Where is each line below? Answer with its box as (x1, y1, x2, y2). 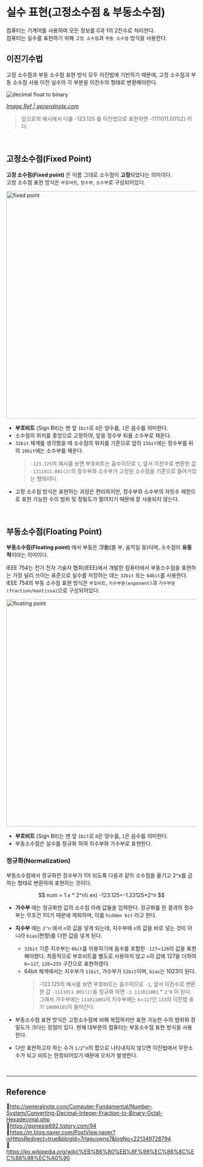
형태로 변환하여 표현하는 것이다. (17, 879, 92, 886)
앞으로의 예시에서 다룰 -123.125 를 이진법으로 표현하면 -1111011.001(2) (21, 115, 186, 122)
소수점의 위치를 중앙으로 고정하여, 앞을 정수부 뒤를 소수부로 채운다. (14, 432, 172, 439)
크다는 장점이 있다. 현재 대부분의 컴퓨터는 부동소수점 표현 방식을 (31, 1023, 181, 1031)
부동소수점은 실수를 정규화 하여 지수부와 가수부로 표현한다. (14, 840, 153, 848)
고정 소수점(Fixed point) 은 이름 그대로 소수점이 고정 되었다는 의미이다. (6, 171, 172, 178)
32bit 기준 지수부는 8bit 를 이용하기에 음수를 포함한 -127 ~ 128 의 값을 (24, 945, 185, 952)
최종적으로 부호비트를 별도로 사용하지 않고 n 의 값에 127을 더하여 (47, 952, 196, 960)
